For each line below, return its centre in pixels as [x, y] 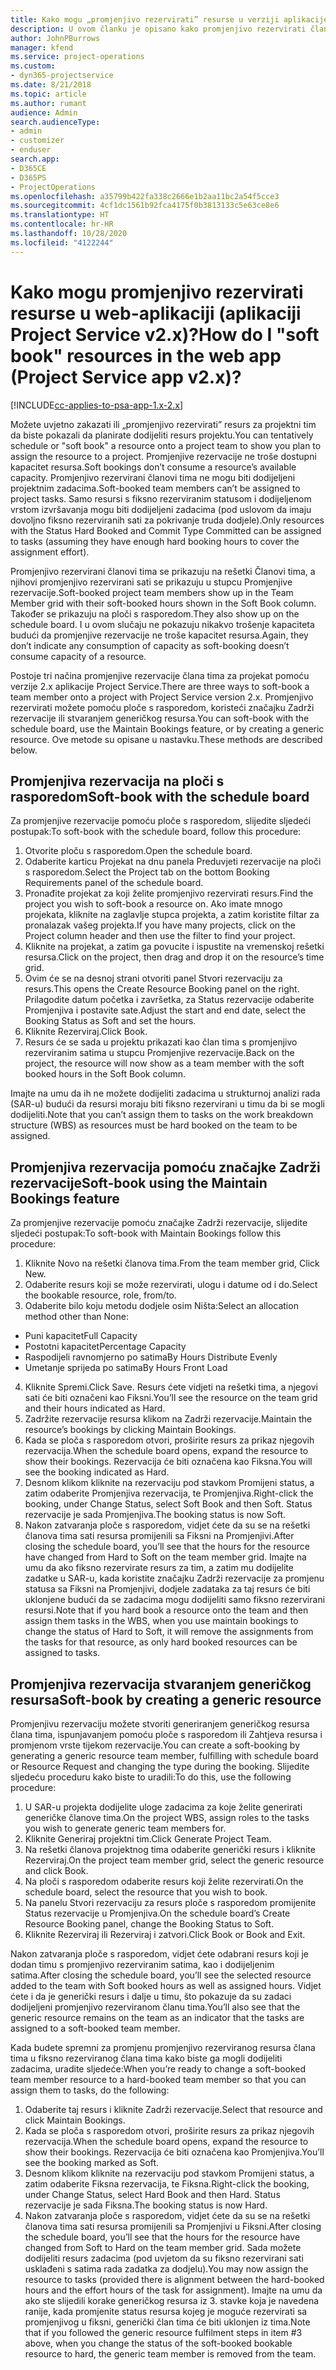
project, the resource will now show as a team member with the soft [164, 1063]
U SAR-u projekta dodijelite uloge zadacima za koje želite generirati [163, 1807]
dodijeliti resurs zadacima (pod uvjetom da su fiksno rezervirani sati [164, 2258]
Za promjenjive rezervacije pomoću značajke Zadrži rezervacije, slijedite [159, 1223]
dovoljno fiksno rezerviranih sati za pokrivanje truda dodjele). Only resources [167, 520]
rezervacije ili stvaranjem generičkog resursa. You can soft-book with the [160, 718]
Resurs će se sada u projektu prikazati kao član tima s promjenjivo [161, 1042]
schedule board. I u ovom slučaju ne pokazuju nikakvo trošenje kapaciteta [162, 624]
